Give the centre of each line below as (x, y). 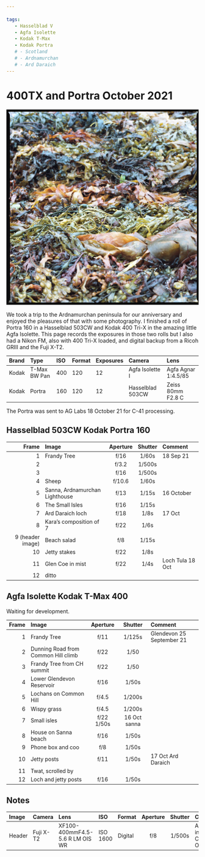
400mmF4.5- (76, 832)
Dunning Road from (55, 649)
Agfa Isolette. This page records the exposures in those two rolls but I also (100, 334)
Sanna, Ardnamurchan (73, 489)
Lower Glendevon (52, 679)
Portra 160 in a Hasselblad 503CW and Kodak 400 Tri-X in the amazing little (102, 327)
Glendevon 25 (168, 633)
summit (40, 670)
